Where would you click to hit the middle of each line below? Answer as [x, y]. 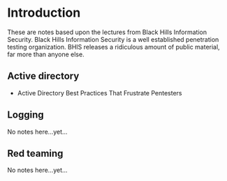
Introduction [44, 13]
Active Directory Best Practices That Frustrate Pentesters [100, 93]
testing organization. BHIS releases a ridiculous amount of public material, [113, 47]
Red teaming [35, 154]
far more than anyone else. [46, 54]
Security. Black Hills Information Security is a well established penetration [113, 39]
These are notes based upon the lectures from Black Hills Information [107, 32]
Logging [25, 115]
